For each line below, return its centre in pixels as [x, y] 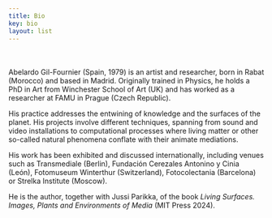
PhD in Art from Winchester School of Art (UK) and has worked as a [122, 89]
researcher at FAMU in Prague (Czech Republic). [90, 98]
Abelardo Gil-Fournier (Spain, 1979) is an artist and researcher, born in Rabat [136, 72]
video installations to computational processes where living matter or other [134, 131]
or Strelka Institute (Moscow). [58, 181]
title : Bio [27, 16]
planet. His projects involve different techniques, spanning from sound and [133, 122]
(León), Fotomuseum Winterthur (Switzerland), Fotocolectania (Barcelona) [132, 173]
